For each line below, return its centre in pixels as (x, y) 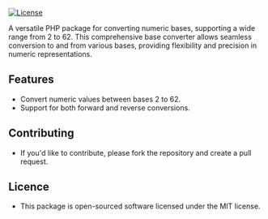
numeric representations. (51, 54)
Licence (29, 187)
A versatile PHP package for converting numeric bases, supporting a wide (132, 28)
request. (34, 161)
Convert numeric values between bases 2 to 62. (100, 99)
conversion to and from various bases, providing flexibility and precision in (133, 45)
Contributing (41, 133)
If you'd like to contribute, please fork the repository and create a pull (136, 152)
